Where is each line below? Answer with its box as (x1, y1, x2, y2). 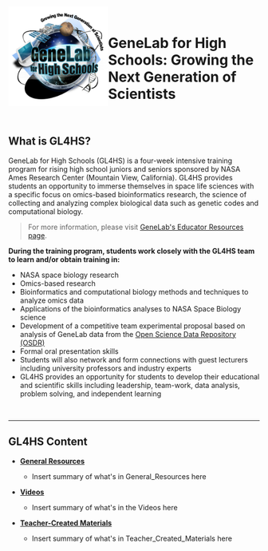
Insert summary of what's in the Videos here (31, 502, 178, 512)
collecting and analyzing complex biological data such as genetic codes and (8, 198, 259, 208)
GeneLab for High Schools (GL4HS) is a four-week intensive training (8, 156, 233, 165)
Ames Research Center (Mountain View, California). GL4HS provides (8, 172, 233, 182)
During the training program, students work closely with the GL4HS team (8, 246, 255, 256)
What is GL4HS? (8, 134, 92, 149)
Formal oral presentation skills (19, 346, 120, 356)
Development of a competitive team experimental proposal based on (19, 321, 246, 331)
